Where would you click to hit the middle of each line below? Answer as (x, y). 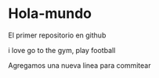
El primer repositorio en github (57, 35)
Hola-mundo (50, 14)
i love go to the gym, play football (62, 50)
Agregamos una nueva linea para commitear (79, 65)
